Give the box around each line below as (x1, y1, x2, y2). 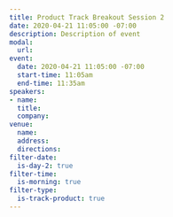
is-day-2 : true (17, 161, 74, 170)
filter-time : (9, 169, 58, 178)
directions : (17, 144, 62, 153)
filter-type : (9, 186, 58, 195)
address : (17, 136, 50, 145)
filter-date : (9, 152, 58, 162)
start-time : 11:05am (17, 71, 93, 80)
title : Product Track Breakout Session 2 (9, 12, 165, 22)
